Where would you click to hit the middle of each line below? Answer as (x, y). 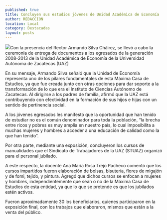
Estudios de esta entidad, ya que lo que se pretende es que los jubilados (80, 187)
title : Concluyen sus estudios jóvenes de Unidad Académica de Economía (82, 14)
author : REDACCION (24, 19)
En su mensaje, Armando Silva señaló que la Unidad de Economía (73, 73)
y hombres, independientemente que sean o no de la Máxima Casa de (77, 181)
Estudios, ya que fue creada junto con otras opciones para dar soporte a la (82, 84)
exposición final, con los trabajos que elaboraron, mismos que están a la (79, 207)
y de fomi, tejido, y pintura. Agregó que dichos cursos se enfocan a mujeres (83, 176)
